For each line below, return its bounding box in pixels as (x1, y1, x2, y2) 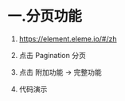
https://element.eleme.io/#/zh (18, 33, 117, 44)
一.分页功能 (7, 7, 83, 25)
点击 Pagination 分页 (18, 50, 87, 60)
